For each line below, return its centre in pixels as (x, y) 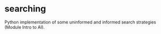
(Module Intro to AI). (24, 27)
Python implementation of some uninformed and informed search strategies (80, 22)
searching (25, 9)
